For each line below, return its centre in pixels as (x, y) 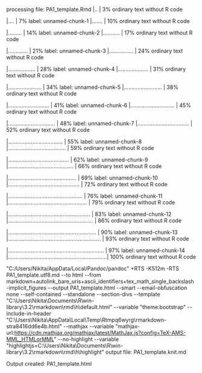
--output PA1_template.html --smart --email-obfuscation (117, 288)
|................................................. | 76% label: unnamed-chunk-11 (84, 196)
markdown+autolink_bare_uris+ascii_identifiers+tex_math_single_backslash (100, 281)
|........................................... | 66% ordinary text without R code (84, 166)
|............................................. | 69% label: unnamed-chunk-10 (82, 178)
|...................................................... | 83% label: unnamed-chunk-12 (89, 214)
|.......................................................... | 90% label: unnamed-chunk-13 (92, 232)
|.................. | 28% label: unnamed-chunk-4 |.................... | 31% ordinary (96, 69)
